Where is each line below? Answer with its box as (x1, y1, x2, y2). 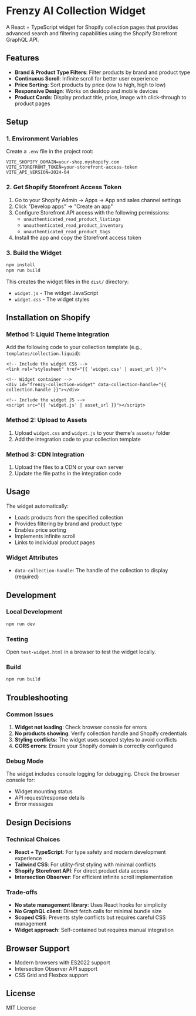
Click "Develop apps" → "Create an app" (14, 203, 113, 210)
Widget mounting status (14, 788, 73, 795)
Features (6, 53, 39, 63)
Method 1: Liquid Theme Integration (6, 330, 110, 338)
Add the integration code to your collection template (14, 435, 141, 442)
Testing (6, 635, 28, 643)
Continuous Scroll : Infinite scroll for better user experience (14, 75, 158, 82)
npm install (6, 262, 35, 268)
